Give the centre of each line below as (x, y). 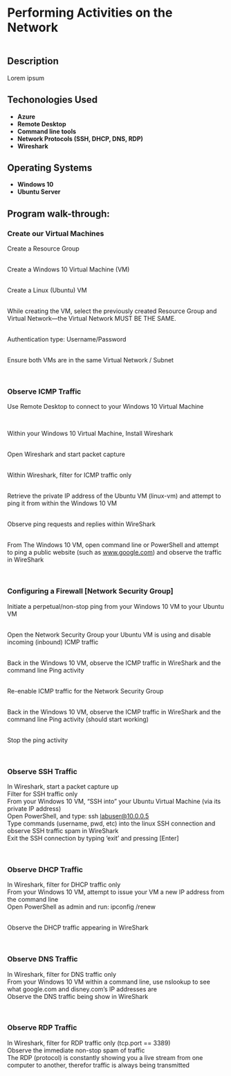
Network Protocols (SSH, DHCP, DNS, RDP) (80, 138)
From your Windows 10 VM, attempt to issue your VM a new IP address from (116, 892)
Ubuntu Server (39, 192)
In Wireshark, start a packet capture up (63, 787)
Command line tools (47, 131)
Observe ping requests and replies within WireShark (81, 524)
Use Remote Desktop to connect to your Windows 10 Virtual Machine (105, 407)
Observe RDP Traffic (42, 1027)
